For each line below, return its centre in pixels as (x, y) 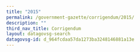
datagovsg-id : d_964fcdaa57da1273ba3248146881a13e (70, 39)
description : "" (26, 23)
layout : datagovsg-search (38, 34)
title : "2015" (24, 12)
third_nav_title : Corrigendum (44, 28)
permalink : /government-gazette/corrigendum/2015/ (70, 17)
